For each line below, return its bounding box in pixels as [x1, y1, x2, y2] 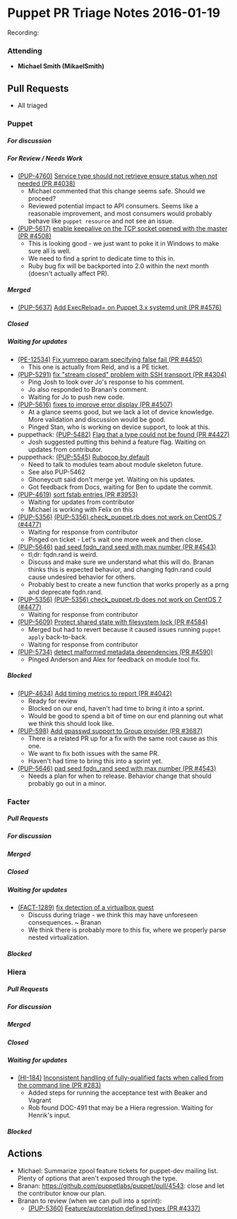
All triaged [17, 101, 48, 110]
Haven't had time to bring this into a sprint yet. [28, 757, 164, 765]
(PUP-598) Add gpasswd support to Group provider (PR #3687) [17, 726, 203, 735]
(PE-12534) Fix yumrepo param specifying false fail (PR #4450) [17, 355, 202, 364]
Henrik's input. [28, 1111, 71, 1119]
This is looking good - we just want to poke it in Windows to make [28, 239, 219, 248]
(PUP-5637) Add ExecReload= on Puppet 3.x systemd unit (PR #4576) [17, 304, 222, 312]
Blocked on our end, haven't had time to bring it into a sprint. [28, 704, 205, 712]
